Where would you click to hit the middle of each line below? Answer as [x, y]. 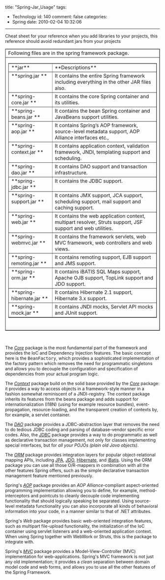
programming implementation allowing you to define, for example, [72, 490]
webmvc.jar [25, 243]
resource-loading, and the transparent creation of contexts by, [95, 410]
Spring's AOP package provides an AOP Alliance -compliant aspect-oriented [82, 485]
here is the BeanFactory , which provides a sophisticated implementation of [82, 358]
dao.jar [19, 173]
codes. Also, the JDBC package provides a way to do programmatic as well [81, 435]
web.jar [20, 222]
